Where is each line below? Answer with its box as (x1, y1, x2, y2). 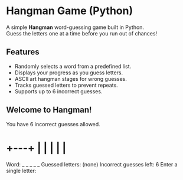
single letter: (6, 167, 37, 174)
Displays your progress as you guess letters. (14, 69, 123, 76)
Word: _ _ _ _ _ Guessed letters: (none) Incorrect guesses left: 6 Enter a (6, 161, 178, 168)
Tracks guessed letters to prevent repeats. (14, 81, 118, 89)
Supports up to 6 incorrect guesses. (14, 87, 103, 95)
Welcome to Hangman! (6, 105, 92, 115)
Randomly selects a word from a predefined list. (14, 63, 132, 70)
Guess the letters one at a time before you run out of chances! (6, 30, 158, 37)
